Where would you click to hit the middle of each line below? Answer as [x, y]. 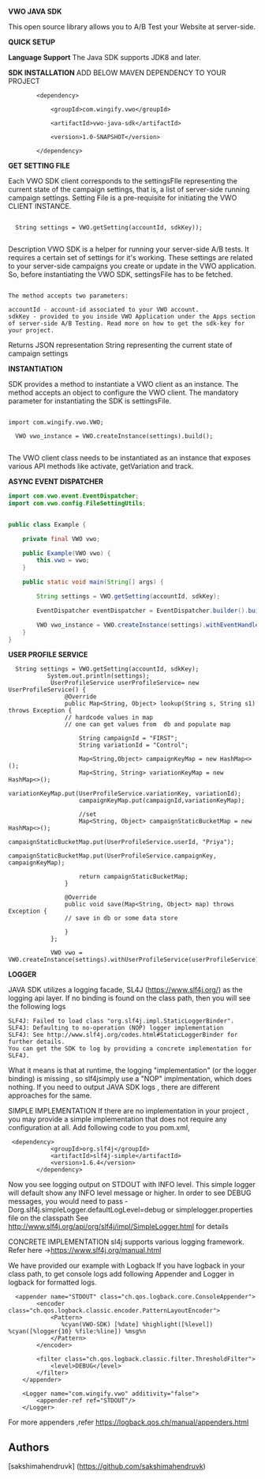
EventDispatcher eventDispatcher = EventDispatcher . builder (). [142, 611]
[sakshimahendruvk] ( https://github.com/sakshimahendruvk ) [107, 1466]
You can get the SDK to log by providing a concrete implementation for [130, 1049]
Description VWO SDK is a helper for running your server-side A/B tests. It [129, 249]
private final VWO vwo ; [62, 539]
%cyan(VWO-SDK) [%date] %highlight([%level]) [137, 1325]
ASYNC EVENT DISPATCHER [56, 481]
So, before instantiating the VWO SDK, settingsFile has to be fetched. [121, 274]
